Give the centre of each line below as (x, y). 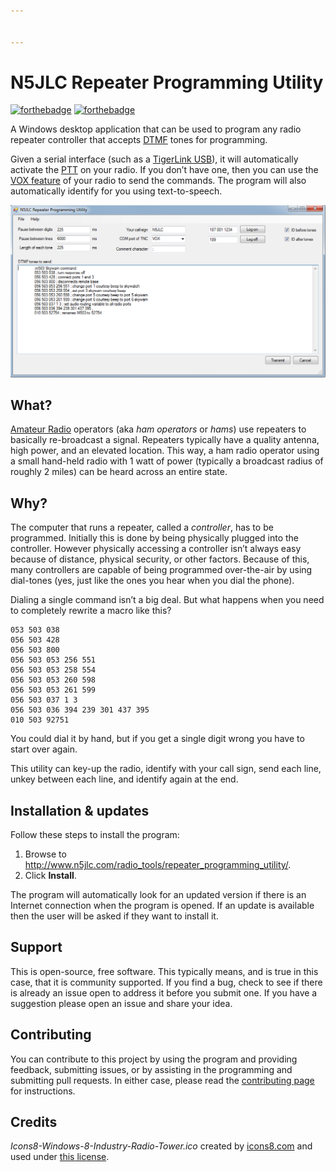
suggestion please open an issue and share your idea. (121, 1003)
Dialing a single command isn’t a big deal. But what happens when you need (167, 600)
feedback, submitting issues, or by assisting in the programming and (151, 1069)
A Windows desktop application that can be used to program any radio (156, 129)
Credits (34, 1122)
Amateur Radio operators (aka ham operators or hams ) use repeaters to (158, 429)
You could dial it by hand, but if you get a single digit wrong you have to (157, 739)
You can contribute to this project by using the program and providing (154, 1059)
